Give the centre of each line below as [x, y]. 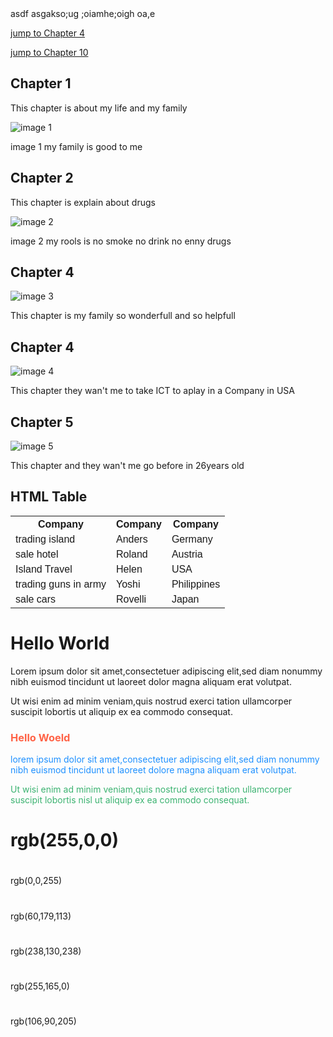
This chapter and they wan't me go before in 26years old [127, 466]
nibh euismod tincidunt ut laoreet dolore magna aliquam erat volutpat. [153, 770]
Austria [187, 554]
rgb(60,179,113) [41, 916]
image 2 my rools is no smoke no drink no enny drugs [121, 241]
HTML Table [49, 497]
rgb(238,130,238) [46, 951]
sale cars [36, 599]
